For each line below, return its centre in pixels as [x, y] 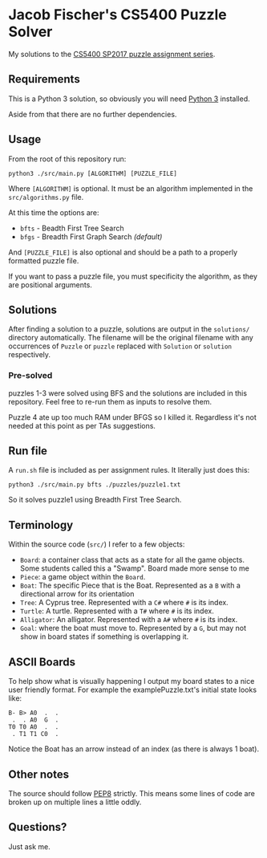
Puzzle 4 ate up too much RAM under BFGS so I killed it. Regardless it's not [132, 417]
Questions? [38, 827]
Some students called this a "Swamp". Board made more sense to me [135, 568]
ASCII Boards [42, 662]
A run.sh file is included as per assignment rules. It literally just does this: [129, 470]
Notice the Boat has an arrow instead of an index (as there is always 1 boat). [133, 749]
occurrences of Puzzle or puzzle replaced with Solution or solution [120, 346]
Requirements [44, 79]
